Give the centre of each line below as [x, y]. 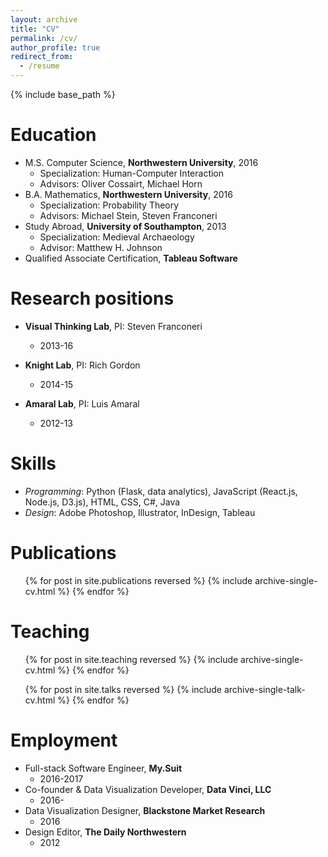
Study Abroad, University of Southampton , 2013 [125, 226]
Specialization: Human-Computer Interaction [132, 173]
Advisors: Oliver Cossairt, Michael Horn [121, 183]
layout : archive [44, 19]
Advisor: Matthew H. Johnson [101, 247]
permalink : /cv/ [44, 38]
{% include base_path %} [63, 94]
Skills [33, 463]
